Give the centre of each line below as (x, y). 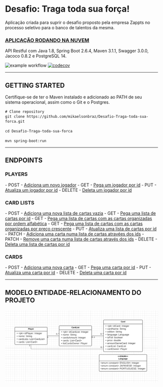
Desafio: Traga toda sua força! (67, 9)
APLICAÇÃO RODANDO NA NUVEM (47, 40)
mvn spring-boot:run (26, 141)
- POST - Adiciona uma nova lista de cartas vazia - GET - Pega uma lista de (81, 213)
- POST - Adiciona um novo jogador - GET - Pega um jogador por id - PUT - (81, 185)
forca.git (15, 122)
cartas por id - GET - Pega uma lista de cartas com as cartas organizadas (79, 219)
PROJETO (20, 300)
